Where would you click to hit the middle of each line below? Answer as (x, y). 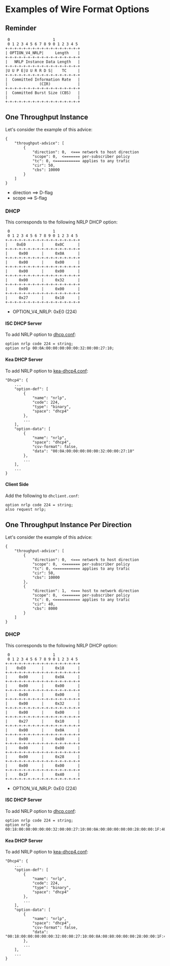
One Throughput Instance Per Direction (69, 525)
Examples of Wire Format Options (77, 9)
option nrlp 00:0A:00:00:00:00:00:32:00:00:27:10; (60, 348)
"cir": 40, (44, 604)
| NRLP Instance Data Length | (43, 62)
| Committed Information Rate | (43, 80)
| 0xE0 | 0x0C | (43, 245)
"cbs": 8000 (45, 608)
